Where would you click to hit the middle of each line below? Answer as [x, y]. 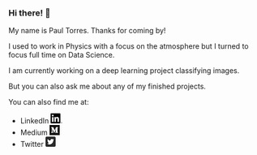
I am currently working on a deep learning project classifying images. [124, 71]
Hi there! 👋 [30, 13]
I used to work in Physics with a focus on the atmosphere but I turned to [128, 46]
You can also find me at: [49, 102]
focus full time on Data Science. [62, 55]
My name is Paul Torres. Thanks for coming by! [87, 31]
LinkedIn [34, 121]
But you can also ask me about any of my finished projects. [107, 86]
